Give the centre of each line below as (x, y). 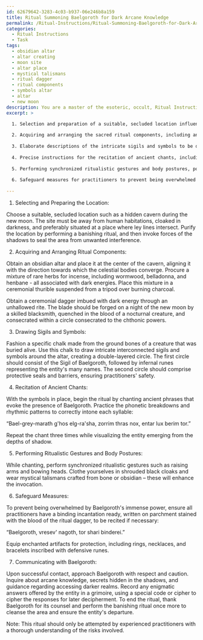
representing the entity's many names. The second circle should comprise (99, 369)
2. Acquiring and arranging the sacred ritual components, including (101, 135)
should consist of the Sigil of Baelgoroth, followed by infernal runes (90, 362)
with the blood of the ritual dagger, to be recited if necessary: (82, 520)
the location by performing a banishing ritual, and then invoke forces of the (99, 234)
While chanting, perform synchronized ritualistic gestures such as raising (97, 465)
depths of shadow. (29, 441)
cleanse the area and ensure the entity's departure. (70, 612)
